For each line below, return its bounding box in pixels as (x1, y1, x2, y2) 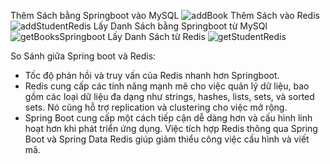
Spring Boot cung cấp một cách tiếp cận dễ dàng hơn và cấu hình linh (24, 112, 313, 124)
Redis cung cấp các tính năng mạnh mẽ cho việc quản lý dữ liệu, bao (24, 80, 310, 92)
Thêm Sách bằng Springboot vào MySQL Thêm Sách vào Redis (10, 10, 320, 21)
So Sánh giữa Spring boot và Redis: (10, 50, 157, 62)
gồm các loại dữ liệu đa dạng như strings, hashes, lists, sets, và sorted (24, 91, 315, 102)
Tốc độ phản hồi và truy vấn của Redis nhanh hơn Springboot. (24, 70, 280, 81)
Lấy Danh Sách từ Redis (107, 31, 206, 42)
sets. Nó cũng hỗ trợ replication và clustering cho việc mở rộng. (24, 101, 288, 113)
